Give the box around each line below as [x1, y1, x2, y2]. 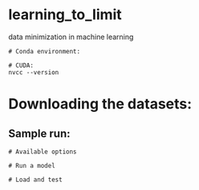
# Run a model [8, 161, 56, 169]
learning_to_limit [8, 6, 122, 24]
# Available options [8, 148, 78, 156]
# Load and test [8, 176, 63, 184]
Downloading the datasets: [8, 95, 193, 113]
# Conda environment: [8, 47, 81, 55]
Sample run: [8, 126, 71, 141]
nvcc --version [8, 68, 59, 77]
